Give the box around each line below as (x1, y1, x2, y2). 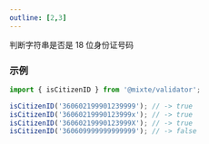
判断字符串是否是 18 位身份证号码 (9, 39, 134, 50)
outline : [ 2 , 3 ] (9, 13, 67, 23)
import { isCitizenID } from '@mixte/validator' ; (9, 85, 202, 94)
